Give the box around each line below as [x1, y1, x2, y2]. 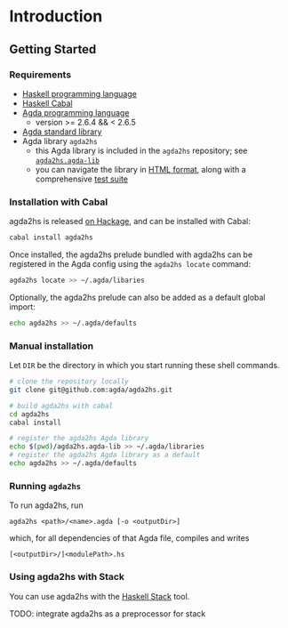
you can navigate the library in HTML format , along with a [35, 164, 246, 174]
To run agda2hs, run [9, 500, 84, 511]
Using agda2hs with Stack [9, 571, 124, 584]
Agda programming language [21, 107, 130, 117]
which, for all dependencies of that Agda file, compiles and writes [9, 533, 250, 543]
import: [9, 301, 36, 312]
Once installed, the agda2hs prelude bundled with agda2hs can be [9, 249, 253, 260]
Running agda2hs [9, 479, 82, 492]
